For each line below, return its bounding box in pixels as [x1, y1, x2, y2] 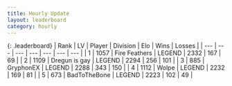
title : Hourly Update [7, 10, 70, 17]
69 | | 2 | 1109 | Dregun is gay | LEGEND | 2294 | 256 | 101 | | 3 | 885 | [7, 56, 205, 65]
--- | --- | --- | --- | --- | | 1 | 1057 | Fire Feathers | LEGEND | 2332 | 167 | [15, 49, 222, 57]
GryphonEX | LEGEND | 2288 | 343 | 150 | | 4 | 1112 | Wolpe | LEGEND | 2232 [7, 63, 225, 72]
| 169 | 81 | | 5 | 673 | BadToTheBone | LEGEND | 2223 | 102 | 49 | [7, 71, 193, 79]
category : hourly [7, 23, 57, 30]
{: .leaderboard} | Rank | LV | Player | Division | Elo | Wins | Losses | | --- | [7, 42, 217, 50]
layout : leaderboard [7, 17, 67, 23]
